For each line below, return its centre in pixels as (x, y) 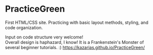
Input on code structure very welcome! (44, 37)
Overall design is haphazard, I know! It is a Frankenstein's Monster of (75, 42)
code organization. (24, 27)
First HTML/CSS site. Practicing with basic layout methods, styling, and (77, 22)
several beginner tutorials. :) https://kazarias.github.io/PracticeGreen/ (75, 47)
